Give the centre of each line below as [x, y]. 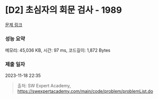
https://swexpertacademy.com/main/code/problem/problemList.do [85, 91]
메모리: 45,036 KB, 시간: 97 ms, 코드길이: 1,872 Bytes [58, 50]
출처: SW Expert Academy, [44, 85]
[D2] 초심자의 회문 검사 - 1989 [63, 10]
